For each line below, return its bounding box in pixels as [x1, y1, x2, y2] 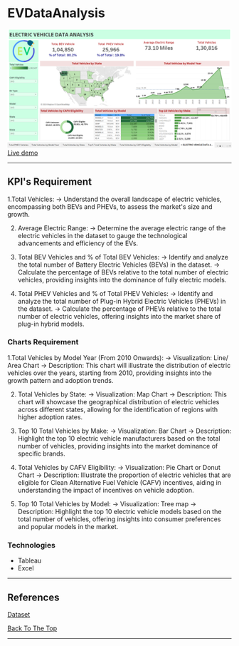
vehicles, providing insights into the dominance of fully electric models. [17, 275, 227, 284]
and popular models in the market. [17, 522, 119, 530]
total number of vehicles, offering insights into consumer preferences [17, 515, 221, 523]
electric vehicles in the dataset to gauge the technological [17, 231, 188, 240]
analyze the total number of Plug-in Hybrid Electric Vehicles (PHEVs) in [17, 297, 226, 305]
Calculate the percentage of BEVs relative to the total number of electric [17, 267, 229, 276]
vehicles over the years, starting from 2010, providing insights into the [7, 369, 212, 377]
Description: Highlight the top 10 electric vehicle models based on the [17, 507, 222, 516]
